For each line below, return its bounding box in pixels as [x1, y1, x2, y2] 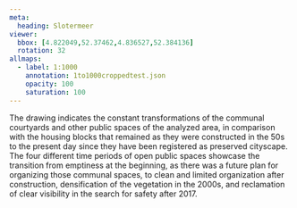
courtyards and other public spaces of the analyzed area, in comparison [9, 121, 276, 132]
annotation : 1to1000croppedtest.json [25, 71, 166, 80]
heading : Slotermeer [17, 21, 94, 30]
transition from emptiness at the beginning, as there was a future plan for [9, 160, 279, 171]
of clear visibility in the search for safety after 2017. [9, 188, 198, 199]
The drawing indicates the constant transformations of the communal [9, 112, 265, 123]
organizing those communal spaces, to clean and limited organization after [9, 169, 284, 179]
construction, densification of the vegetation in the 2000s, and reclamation [9, 179, 285, 189]
